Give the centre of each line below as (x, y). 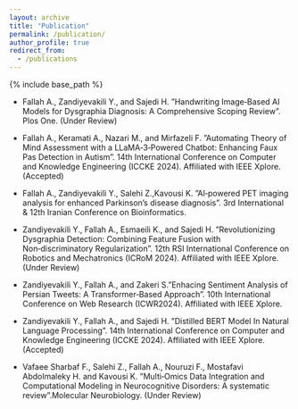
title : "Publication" (50, 26)
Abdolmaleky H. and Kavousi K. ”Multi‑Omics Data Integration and (143, 376)
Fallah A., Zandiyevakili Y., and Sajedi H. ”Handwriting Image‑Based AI (151, 102)
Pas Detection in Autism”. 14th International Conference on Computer (149, 157)
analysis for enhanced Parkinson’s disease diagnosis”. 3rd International (153, 203)
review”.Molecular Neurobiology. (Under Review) (112, 395)
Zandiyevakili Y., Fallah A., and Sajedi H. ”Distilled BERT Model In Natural (156, 321)
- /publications (47, 59)
